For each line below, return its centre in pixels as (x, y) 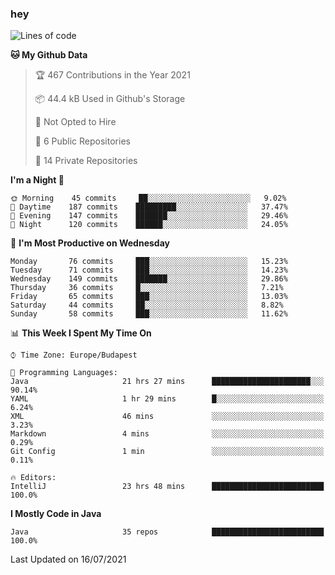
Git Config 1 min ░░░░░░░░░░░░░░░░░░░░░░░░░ (167, 452)
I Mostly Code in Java (56, 514)
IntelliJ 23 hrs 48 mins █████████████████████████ (167, 487)
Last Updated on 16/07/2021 (68, 559)
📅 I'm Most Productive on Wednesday (90, 243)
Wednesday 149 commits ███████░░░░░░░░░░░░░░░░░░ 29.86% (149, 279)
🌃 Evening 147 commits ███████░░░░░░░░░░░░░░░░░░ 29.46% (149, 216)
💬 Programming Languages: (64, 373)
